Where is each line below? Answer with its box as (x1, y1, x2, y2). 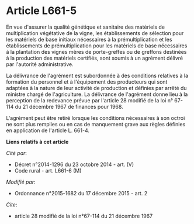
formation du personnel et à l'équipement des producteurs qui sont (6, 78, 168, 85)
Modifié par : (6, 178, 36, 185)
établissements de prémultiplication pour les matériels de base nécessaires (6, 42, 188, 49)
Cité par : (6, 149, 27, 156)
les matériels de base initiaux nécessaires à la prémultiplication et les (6, 36, 172, 43)
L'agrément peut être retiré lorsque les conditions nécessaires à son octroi (6, 114, 185, 121)
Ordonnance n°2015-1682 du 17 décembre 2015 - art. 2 (14, 189, 148, 197)
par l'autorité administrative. (6, 60, 74, 68)
